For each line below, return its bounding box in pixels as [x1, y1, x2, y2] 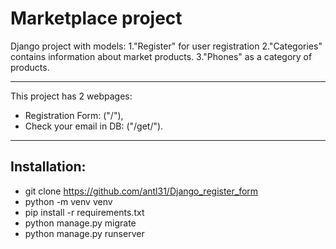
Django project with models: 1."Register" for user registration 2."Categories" [10, 40, 323, 52]
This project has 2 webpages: [10, 90, 133, 102]
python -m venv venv [24, 195, 113, 207]
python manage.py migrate [24, 217, 137, 229]
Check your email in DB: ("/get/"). [24, 120, 164, 132]
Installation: [10, 158, 87, 176]
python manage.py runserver [24, 227, 145, 239]
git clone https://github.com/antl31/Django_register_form [24, 185, 259, 197]
